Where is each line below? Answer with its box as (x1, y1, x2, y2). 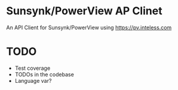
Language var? (14, 77, 52, 84)
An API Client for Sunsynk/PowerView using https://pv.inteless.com (6, 24, 172, 31)
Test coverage (14, 64, 51, 72)
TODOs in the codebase (14, 70, 75, 78)
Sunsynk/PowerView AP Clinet (6, 4, 162, 18)
